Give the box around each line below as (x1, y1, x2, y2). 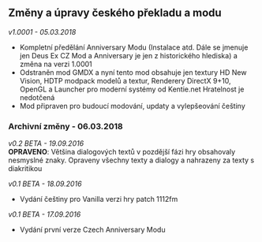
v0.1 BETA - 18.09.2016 (8, 179, 82, 188)
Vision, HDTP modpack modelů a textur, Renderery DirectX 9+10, (19, 76, 231, 85)
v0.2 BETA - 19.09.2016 (8, 139, 84, 148)
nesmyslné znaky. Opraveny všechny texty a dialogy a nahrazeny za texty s (8, 155, 255, 165)
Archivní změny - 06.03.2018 (8, 121, 124, 132)
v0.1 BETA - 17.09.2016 (8, 210, 81, 219)
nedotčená (19, 92, 55, 102)
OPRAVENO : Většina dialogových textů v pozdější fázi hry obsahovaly (8, 147, 236, 157)
